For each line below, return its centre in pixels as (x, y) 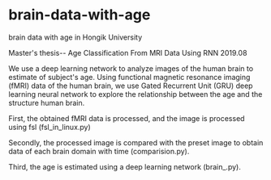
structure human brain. (47, 103)
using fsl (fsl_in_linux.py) (49, 127)
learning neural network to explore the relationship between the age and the (135, 94)
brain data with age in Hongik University (75, 37)
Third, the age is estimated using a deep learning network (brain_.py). (125, 166)
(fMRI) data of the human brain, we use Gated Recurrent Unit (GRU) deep (131, 86)
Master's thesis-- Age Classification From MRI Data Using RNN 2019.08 (128, 52)
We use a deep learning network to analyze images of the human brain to (131, 68)
